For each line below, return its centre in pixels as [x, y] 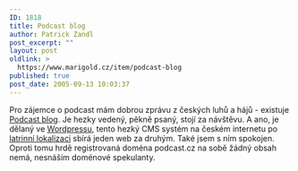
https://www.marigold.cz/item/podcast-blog [99, 68]
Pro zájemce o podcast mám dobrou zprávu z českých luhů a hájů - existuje [149, 109]
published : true [39, 76]
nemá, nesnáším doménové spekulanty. [82, 157]
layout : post [34, 51]
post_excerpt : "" [42, 43]
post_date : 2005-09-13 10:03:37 [69, 84]
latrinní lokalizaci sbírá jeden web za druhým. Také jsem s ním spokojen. [142, 138]
